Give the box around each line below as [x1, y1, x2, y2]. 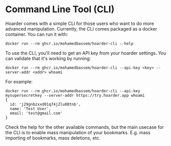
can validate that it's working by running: [5, 55, 91, 62]
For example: [5, 78, 33, 84]
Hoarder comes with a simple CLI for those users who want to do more [5, 20, 154, 26]
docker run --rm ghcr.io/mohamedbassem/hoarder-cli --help [5, 41, 134, 46]
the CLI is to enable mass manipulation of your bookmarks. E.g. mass [5, 129, 151, 135]
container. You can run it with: [5, 31, 68, 37]
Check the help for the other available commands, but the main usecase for [5, 124, 164, 130]
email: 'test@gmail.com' [10, 110, 63, 115]
